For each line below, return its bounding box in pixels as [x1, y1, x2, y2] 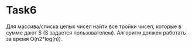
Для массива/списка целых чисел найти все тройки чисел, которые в [6, 23, 181, 30]
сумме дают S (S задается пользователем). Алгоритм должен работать [6, 29, 186, 36]
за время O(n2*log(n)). [6, 35, 63, 42]
